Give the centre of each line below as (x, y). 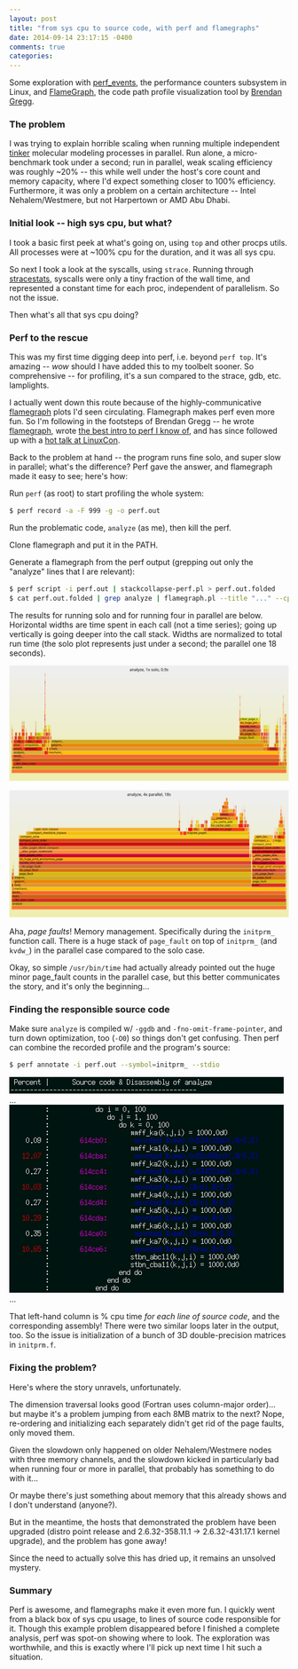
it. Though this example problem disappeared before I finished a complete (145, 1628)
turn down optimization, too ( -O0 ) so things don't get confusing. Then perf (144, 1038)
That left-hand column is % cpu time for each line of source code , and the (145, 1317)
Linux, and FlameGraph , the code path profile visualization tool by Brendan (145, 92)
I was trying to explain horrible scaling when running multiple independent (145, 144)
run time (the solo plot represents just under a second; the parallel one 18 (143, 643)
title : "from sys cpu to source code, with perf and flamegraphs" (134, 28)
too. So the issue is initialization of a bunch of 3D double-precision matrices (148, 1335)
